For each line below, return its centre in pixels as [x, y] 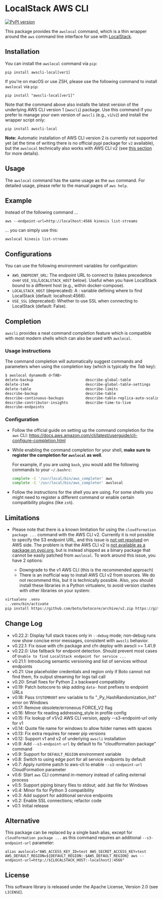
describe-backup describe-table [61, 393]
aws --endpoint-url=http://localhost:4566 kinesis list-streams [71, 221]
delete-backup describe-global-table [68, 380]
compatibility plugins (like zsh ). [43, 503]
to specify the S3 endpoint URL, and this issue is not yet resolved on [80, 540]
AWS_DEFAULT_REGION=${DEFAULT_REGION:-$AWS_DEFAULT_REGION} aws [71, 856]
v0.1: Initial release [30, 806]
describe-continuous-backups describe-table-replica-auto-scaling [83, 398]
